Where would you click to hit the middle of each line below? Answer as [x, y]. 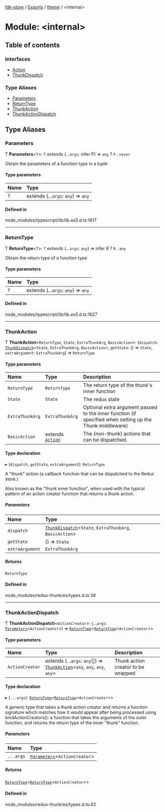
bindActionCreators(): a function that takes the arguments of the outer [76, 717]
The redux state [101, 399]
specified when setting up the [118, 420]
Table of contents [32, 45]
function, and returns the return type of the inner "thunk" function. [72, 723]
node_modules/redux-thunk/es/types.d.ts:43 [51, 804]
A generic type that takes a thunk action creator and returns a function [76, 707]
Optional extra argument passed [120, 407]
